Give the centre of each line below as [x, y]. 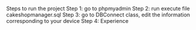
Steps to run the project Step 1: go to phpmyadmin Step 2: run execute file [98, 9]
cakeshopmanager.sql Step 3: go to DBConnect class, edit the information [98, 15]
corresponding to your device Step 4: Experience [67, 21]
